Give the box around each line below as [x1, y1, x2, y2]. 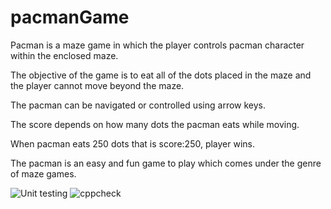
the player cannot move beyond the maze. [10, 79, 185, 91]
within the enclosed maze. [10, 49, 119, 61]
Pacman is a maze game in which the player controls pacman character [10, 39, 305, 51]
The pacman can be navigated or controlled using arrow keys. [10, 99, 267, 111]
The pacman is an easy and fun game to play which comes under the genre [10, 157, 322, 169]
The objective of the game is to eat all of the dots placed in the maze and [10, 69, 312, 81]
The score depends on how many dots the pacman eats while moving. [10, 118, 300, 130]
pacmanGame [10, 6, 130, 29]
